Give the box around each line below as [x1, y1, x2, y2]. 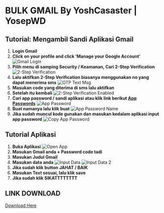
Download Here [5, 202, 37, 208]
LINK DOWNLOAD [5, 189, 60, 198]
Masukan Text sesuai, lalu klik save [12, 170, 86, 176]
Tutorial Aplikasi [5, 131, 56, 139]
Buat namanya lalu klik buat [12, 106, 70, 111]
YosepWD [5, 15, 46, 27]
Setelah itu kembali [12, 90, 53, 96]
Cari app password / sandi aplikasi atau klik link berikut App [12, 95, 137, 101]
